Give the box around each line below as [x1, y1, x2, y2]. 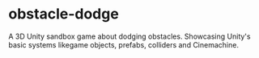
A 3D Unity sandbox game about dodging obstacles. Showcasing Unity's [8, 31, 251, 41]
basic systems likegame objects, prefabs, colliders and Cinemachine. [8, 39, 239, 49]
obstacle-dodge [8, 5, 119, 23]
